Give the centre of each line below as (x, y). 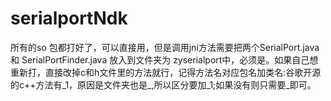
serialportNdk (69, 18)
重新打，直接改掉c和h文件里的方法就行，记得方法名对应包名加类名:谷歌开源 (166, 72)
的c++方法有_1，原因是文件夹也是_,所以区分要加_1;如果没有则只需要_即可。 (163, 84)
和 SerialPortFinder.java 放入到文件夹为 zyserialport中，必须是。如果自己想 (164, 59)
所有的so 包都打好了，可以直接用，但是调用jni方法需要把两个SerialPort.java (165, 47)
